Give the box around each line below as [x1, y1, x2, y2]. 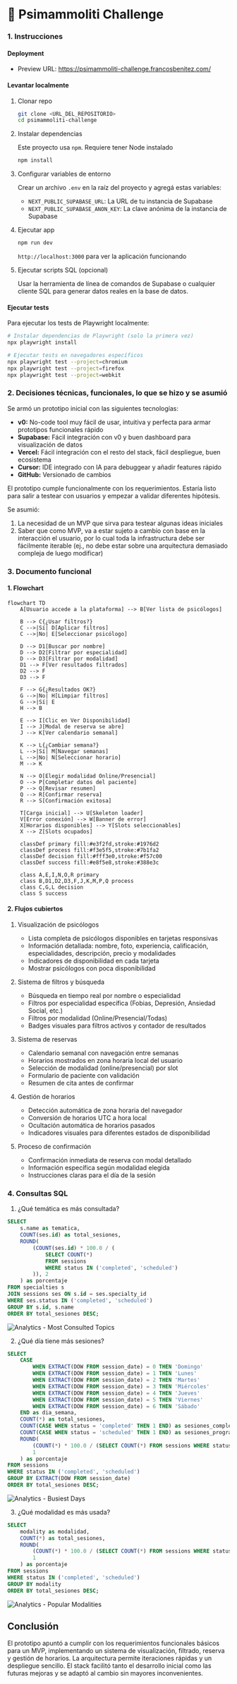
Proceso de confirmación [17, 1143, 92, 1151]
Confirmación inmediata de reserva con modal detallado [28, 1156, 192, 1165]
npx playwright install [7, 339, 78, 347]
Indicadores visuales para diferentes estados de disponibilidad [28, 1129, 210, 1137]
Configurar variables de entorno [17, 169, 111, 179]
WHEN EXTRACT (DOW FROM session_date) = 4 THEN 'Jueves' [32, 1390, 200, 1397]
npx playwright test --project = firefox [7, 365, 125, 372]
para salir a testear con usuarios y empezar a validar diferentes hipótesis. [7, 491, 221, 500]
